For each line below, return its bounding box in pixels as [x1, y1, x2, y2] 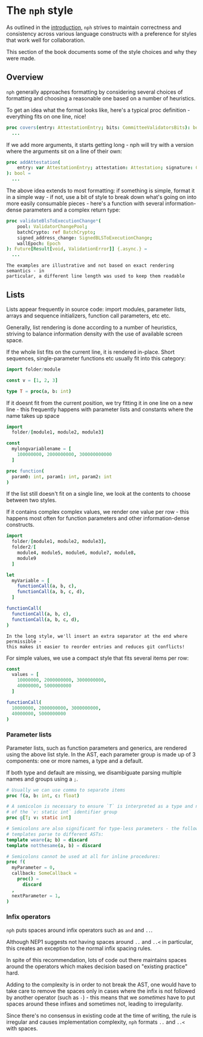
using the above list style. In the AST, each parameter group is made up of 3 [6, 750, 196, 758]
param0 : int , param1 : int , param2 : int [11, 473, 112, 479]
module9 [17, 555, 36, 561]
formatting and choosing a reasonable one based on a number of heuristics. [6, 94, 196, 102]
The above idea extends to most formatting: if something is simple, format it [6, 187, 195, 194]
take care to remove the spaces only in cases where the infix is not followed [6, 987, 195, 995]
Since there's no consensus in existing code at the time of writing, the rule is [6, 1012, 197, 1019]
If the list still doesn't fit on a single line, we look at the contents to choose [6, 490, 191, 498]
